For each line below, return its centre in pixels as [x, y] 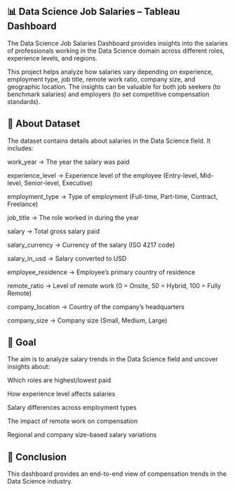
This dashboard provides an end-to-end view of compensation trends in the [117, 474]
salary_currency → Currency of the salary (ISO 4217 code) [91, 245]
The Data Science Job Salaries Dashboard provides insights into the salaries [117, 43]
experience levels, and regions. [53, 58]
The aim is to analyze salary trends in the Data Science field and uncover [113, 359]
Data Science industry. [40, 481]
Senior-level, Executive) [59, 183]
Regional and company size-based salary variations [82, 435]
